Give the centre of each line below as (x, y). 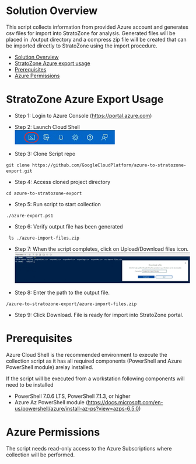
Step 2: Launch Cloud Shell (47, 127)
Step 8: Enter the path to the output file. (62, 293)
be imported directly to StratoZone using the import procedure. (82, 46)
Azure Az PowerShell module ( (51, 402)
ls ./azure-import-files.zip (44, 238)
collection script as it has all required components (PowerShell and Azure (94, 361)
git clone (18, 165)
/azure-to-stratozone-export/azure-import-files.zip (71, 304)
